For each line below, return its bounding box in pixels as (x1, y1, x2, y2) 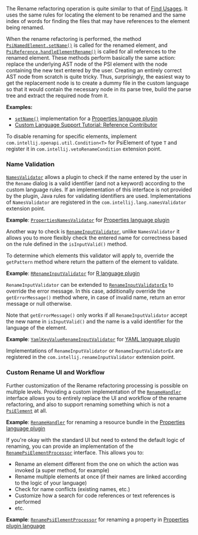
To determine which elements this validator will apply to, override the (6, 252, 174, 260)
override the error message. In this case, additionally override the (6, 287, 165, 295)
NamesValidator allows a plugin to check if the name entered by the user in (6, 174, 187, 181)
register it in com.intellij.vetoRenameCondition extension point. (6, 145, 162, 152)
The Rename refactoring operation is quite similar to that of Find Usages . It (6, 5, 188, 12)
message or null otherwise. (6, 300, 72, 307)
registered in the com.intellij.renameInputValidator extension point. (6, 354, 176, 361)
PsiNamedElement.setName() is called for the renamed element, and (6, 41, 168, 49)
